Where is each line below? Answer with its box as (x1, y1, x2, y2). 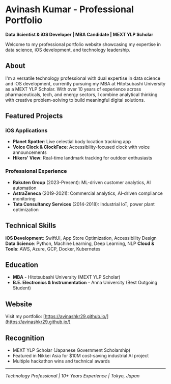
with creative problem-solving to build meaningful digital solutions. (5, 97, 145, 103)
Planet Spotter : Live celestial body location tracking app (12, 139, 131, 145)
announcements (12, 149, 47, 155)
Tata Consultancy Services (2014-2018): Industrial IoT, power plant (12, 201, 155, 207)
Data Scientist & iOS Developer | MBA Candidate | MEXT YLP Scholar (5, 31, 154, 37)
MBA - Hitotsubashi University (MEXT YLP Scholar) (12, 274, 121, 280)
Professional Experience (5, 168, 67, 175)
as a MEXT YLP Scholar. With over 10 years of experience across (5, 86, 141, 92)
